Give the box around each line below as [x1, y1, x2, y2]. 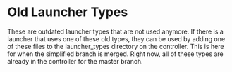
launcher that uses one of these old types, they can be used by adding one [7, 34, 226, 43]
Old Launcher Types [7, 4, 128, 20]
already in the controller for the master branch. [7, 57, 143, 65]
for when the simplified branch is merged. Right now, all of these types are [7, 50, 224, 58]
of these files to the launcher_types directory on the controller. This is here [7, 42, 224, 50]
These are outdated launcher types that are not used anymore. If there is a [7, 27, 224, 36]
